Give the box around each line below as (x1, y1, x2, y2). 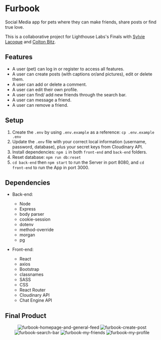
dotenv (19, 222, 34, 227)
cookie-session (19, 216, 51, 222)
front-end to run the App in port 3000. (12, 164, 89, 170)
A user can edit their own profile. (12, 86, 78, 93)
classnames (19, 271, 44, 278)
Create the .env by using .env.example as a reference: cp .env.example (12, 129, 155, 135)
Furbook (5, 3, 40, 14)
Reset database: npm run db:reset (12, 154, 81, 160)
